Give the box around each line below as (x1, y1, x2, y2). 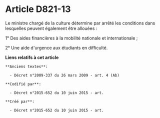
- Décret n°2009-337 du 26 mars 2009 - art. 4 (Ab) (9, 72, 120, 78)
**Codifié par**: (5, 81, 41, 86)
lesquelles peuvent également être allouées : (5, 25, 97, 31)
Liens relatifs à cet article (5, 54, 59, 60)
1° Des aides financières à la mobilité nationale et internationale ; (5, 35, 138, 41)
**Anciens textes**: (5, 64, 48, 69)
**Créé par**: (5, 99, 35, 104)
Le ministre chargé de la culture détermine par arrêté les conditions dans (5, 20, 155, 26)
